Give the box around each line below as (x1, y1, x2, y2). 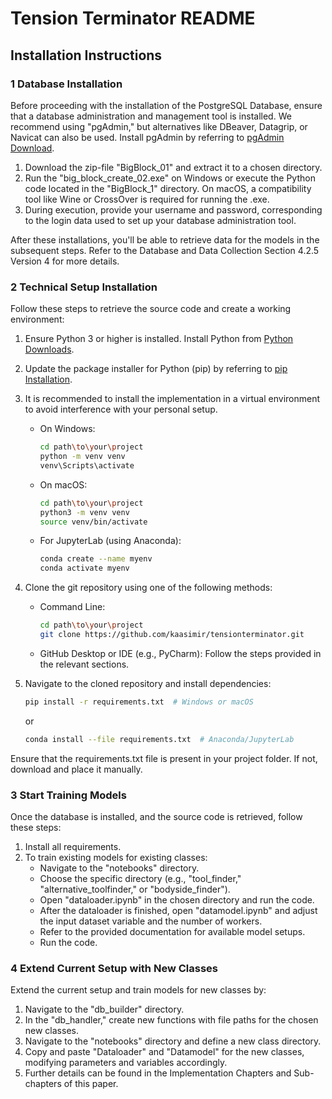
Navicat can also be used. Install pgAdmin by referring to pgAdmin (10, 131, 285, 143)
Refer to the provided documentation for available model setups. (39, 925, 306, 937)
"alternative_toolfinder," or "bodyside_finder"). (39, 883, 231, 895)
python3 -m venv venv (39, 507, 130, 517)
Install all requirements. (24, 840, 122, 852)
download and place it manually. (10, 763, 143, 775)
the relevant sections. (39, 658, 130, 670)
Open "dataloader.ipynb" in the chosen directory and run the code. (39, 893, 315, 906)
